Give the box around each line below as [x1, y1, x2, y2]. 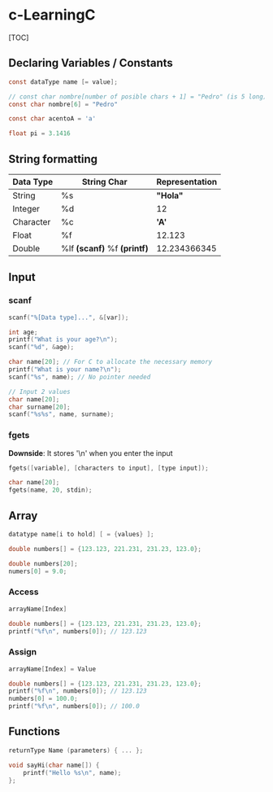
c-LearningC [8, 6, 96, 24]
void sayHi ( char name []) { [8, 761, 100, 769]
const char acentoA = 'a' [8, 115, 96, 123]
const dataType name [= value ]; [8, 77, 118, 86]
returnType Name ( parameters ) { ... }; [8, 746, 144, 755]
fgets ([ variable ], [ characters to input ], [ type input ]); [8, 464, 209, 472]
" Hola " [156, 190, 184, 201]
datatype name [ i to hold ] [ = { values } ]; [8, 530, 154, 538]
